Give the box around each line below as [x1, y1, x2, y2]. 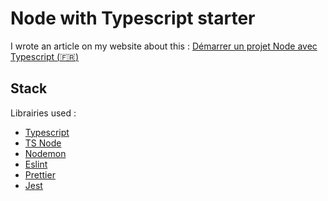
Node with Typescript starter [10, 7, 256, 30]
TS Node [24, 137, 62, 149]
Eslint [24, 158, 48, 170]
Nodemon [24, 147, 67, 159]
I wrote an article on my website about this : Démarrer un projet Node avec [10, 40, 318, 52]
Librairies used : [10, 107, 77, 119]
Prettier [24, 168, 56, 181]
